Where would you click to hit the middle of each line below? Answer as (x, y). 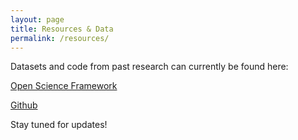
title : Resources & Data (62, 29)
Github (24, 105)
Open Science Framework (64, 86)
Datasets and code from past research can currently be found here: (149, 67)
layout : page (37, 19)
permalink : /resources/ (60, 38)
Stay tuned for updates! (59, 125)
